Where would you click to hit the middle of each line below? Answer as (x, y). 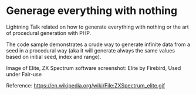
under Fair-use (24, 74)
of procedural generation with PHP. (49, 33)
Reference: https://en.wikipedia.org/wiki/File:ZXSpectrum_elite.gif (86, 85)
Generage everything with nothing (92, 11)
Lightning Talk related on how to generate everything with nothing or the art (97, 27)
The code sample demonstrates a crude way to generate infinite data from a (98, 44)
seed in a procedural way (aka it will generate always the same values (90, 50)
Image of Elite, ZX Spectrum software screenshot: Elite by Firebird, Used (94, 68)
